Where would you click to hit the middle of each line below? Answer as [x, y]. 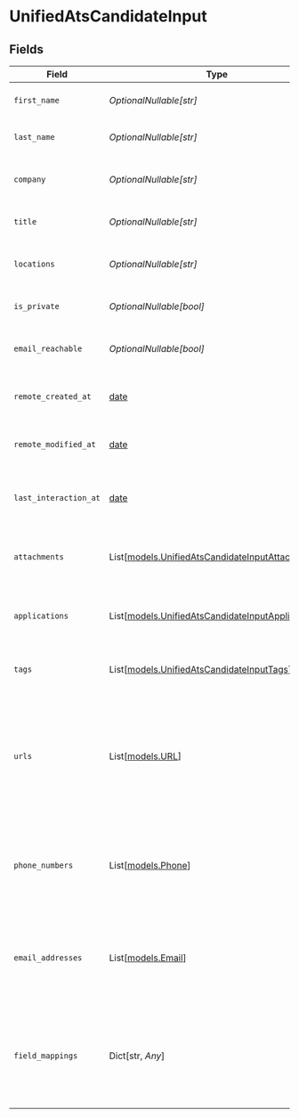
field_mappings [46, 1056]
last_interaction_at [57, 498]
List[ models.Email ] [148, 958]
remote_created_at [53, 397]
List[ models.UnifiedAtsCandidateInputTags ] [200, 669]
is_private [36, 306]
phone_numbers [44, 865]
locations [34, 264]
